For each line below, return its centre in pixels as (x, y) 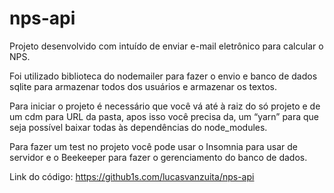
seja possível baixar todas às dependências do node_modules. (138, 127)
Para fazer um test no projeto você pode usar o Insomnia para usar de (153, 146)
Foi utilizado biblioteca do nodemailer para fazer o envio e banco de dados (163, 76)
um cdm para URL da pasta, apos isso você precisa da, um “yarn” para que (164, 116)
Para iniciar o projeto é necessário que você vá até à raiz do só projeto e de (165, 106)
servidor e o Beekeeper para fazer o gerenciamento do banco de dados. (158, 157)
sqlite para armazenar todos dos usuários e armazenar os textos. (143, 86)
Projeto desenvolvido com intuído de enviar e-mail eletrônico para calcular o (166, 46)
